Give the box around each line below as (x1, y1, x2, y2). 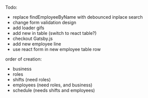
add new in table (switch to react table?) (12, 30, 97, 36)
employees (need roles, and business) (12, 82, 93, 88)
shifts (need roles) (12, 77, 51, 82)
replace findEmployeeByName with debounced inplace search (12, 14, 143, 20)
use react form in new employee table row (12, 46, 101, 52)
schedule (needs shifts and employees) (12, 87, 95, 93)
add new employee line (12, 41, 61, 47)
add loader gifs (12, 25, 45, 31)
